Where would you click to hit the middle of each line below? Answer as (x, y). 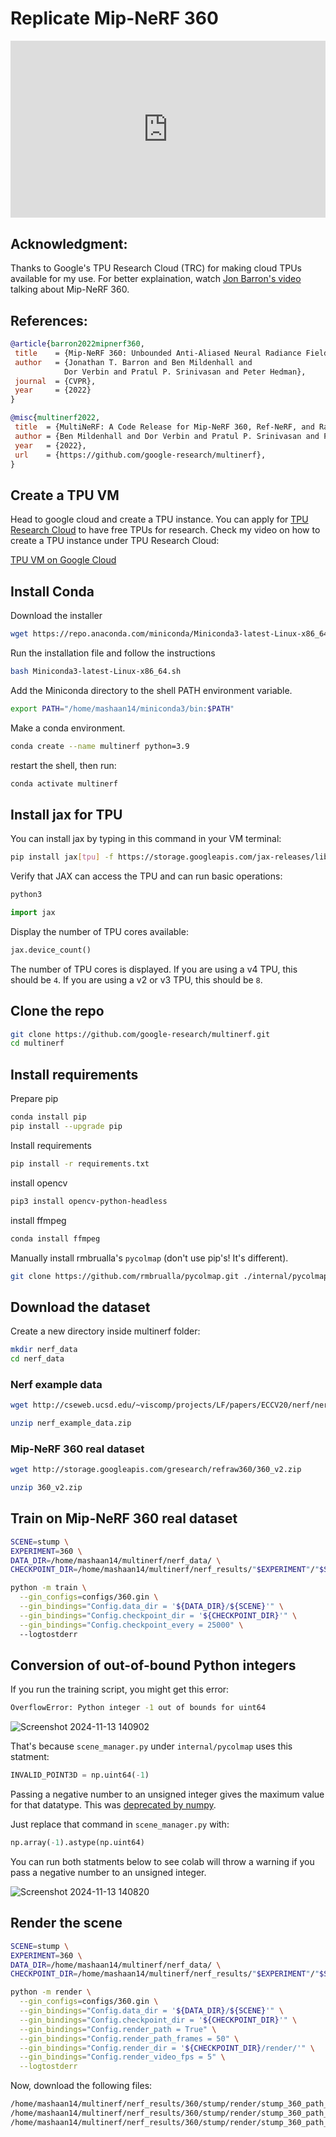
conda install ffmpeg (55, 1238)
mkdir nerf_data (44, 1350)
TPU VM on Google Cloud (63, 560)
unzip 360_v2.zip (46, 1488)
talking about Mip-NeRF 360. (70, 289)
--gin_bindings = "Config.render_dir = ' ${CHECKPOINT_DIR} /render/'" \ (167, 2048)
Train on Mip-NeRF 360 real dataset (124, 1518)
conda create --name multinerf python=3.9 (100, 746)
